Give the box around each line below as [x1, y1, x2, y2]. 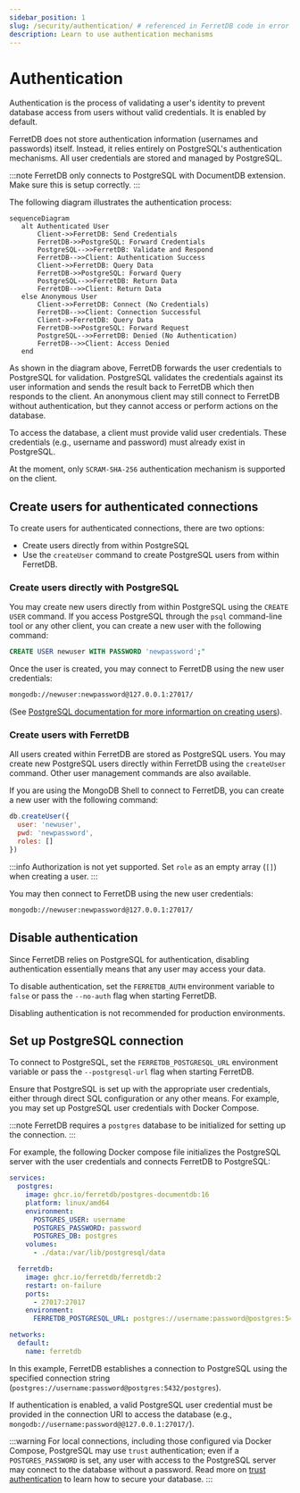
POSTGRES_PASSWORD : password [32, 1223, 142, 1232]
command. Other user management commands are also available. [9, 768, 252, 779]
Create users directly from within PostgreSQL [21, 540, 189, 551]
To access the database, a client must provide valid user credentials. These [9, 428, 287, 438]
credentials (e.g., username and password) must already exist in [9, 437, 246, 447]
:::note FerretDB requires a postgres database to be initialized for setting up [9, 1120, 287, 1130]
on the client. [9, 473, 58, 484]
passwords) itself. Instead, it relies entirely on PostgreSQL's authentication [9, 144, 283, 154]
